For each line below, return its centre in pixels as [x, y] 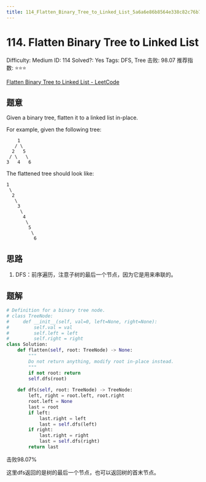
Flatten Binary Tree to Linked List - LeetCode [63, 82]
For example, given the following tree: [54, 130]
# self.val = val [39, 327]
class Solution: [27, 345]
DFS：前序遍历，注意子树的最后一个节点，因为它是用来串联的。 [96, 275]
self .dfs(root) [48, 378]
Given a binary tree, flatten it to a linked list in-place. [72, 118]
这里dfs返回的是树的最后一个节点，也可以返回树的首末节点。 [83, 472]
